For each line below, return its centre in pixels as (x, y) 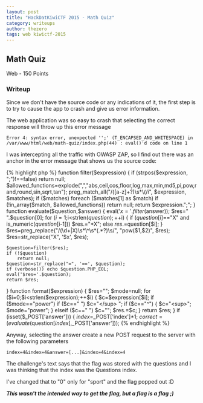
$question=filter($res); (37, 248)
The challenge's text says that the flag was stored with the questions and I (99, 364)
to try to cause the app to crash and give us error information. (83, 109)
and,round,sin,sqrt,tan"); (37, 192)
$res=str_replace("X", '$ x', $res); (47, 237)
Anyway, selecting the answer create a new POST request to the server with (101, 335)
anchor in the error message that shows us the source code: (82, 161)
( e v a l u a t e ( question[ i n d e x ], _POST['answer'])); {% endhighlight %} (88, 323)
